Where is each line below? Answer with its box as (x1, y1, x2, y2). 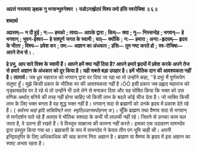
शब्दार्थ (6, 18, 18, 24)
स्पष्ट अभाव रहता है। (6, 140, 45, 147)
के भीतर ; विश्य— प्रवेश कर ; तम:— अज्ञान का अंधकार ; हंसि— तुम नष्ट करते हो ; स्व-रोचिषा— (6, 42, 183, 49)
